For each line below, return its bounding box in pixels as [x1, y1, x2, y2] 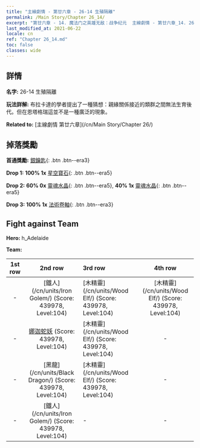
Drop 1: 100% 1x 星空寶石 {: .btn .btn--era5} [6, 169, 112, 176]
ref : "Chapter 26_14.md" [6, 36, 68, 42]
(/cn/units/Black [29, 369, 74, 377]
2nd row [39, 264, 64, 272]
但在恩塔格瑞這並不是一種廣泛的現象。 [16, 108, 111, 115]
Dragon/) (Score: [28, 376, 76, 384]
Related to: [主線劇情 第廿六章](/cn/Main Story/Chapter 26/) [6, 120, 154, 128]
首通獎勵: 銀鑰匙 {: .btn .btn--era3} [6, 157, 90, 164]
